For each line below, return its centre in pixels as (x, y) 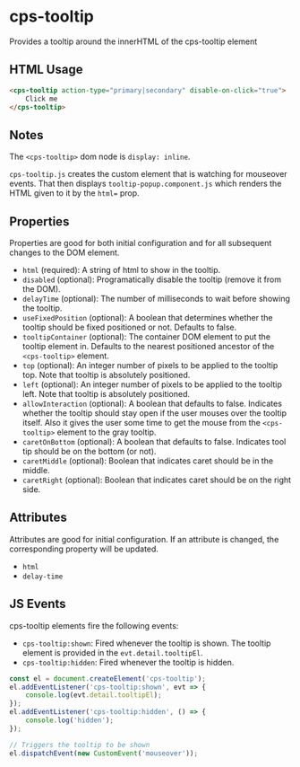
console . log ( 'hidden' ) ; (70, 720)
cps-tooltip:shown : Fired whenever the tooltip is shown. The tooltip (146, 643)
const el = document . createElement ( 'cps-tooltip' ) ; (107, 679)
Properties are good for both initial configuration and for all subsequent (141, 243)
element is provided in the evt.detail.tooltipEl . (112, 652)
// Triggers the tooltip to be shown (80, 745)
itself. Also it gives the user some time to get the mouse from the (141, 423)
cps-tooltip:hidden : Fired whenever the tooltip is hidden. (128, 662)
